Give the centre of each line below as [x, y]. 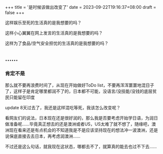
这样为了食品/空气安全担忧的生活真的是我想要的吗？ [57, 43]
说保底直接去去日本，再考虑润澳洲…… [43, 136]
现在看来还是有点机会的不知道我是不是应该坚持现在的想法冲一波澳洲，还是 [83, 130]
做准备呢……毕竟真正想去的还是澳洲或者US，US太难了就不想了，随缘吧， [78, 124]
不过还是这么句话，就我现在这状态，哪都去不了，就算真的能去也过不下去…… [81, 146]
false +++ [15, 13]
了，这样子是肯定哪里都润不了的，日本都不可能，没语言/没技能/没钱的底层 [79, 91]
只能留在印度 [22, 97]
